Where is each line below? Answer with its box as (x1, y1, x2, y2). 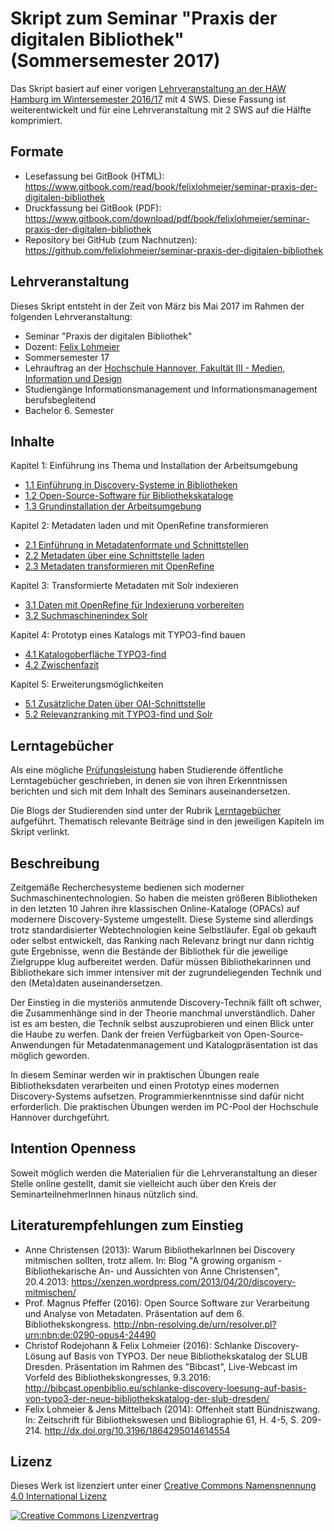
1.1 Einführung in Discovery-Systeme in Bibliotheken (24, 479, 238, 491)
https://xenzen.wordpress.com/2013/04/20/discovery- (71, 1275, 297, 1287)
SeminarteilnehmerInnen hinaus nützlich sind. (10, 1188, 199, 1200)
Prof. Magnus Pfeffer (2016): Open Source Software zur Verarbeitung (24, 1297, 310, 1309)
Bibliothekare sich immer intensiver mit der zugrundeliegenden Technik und (10, 967, 322, 978)
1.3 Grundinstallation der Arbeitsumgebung (24, 500, 202, 512)
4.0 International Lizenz (10, 1490, 108, 1502)
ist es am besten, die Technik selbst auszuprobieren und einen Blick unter (10, 1018, 315, 1029)
